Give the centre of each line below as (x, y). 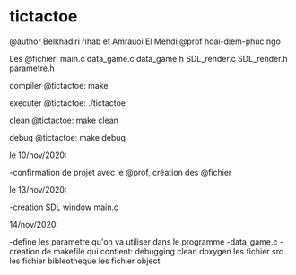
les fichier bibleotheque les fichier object (85, 261)
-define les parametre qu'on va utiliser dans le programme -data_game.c (144, 241)
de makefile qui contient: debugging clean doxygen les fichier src (163, 251)
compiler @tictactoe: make (59, 85)
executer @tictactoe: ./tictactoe (67, 103)
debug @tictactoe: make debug (67, 137)
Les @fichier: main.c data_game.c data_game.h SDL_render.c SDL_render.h (149, 58)
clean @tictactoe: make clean (64, 120)
